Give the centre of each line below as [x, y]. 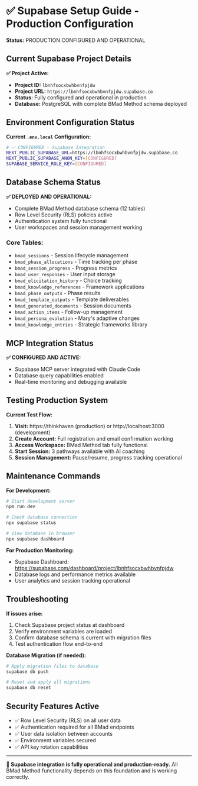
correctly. [18, 777]
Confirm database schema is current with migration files [83, 638]
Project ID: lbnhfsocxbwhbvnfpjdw [55, 85]
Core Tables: [25, 242]
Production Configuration [70, 24]
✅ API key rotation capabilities [51, 747]
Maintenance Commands [53, 476]
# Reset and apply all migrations [49, 682]
